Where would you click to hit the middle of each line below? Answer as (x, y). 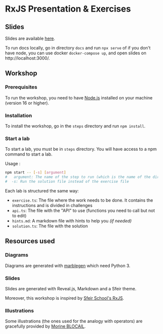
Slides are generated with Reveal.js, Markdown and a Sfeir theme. (71, 288)
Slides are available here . (30, 38)
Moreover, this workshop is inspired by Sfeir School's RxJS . (65, 298)
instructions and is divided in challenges (52, 205)
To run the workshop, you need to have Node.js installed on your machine (79, 97)
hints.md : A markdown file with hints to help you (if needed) (72, 221)
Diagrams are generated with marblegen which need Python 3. (68, 266)
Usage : (13, 164)
